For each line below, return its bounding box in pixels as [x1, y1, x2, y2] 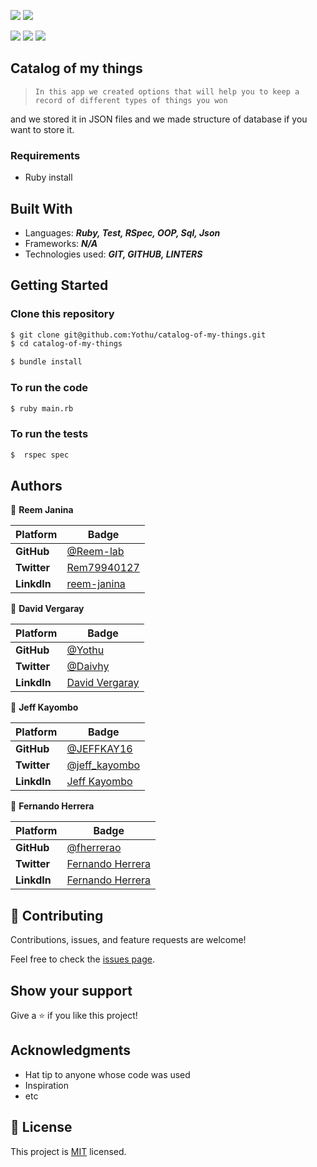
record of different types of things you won [34, 95, 228, 105]
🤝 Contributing [10, 907, 104, 924]
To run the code [10, 381, 89, 395]
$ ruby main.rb [10, 403, 74, 414]
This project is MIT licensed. [10, 1145, 127, 1157]
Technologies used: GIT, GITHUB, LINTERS [24, 248, 203, 260]
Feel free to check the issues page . [10, 953, 155, 965]
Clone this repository [10, 307, 115, 321]
